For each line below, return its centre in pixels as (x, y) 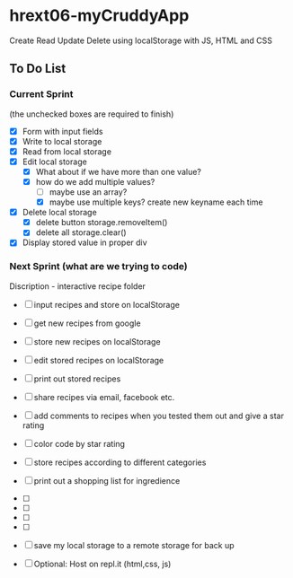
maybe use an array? (88, 192)
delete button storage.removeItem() (102, 223)
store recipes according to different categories (120, 462)
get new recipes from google (87, 323)
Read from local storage (67, 151)
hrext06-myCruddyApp (99, 16)
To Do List (38, 69)
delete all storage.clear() (81, 232)
